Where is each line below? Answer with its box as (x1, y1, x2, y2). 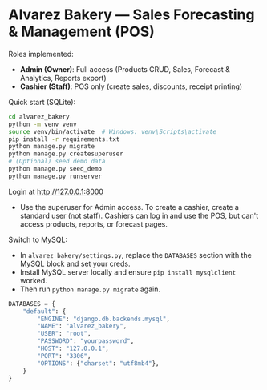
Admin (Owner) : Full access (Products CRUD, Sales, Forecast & (19, 64, 231, 74)
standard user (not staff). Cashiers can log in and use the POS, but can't (19, 211, 259, 220)
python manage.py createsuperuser (8, 150, 124, 158)
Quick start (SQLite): (8, 97, 76, 107)
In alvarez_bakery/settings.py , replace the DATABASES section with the (19, 250, 253, 259)
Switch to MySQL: (8, 235, 68, 244)
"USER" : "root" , (37, 330, 91, 338)
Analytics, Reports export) (19, 73, 107, 82)
